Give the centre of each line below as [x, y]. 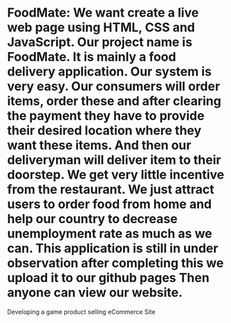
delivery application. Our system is [110, 72]
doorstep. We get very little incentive [116, 175]
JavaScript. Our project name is [100, 42]
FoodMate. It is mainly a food [92, 57]
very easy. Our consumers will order [114, 86]
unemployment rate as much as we [110, 234]
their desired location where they [104, 131]
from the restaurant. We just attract [111, 190]
